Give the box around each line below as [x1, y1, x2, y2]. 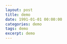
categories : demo [5, 21, 42, 27]
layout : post [5, 7, 33, 13]
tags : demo [5, 26, 28, 31]
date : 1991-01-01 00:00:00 [5, 17, 62, 22]
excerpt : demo [5, 31, 36, 36]
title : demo [5, 12, 30, 17]
